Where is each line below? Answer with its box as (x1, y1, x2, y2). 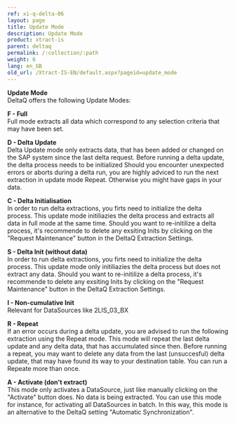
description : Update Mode (7, 30, 83, 37)
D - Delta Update (7, 138, 57, 146)
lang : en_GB (7, 63, 42, 70)
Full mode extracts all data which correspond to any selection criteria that (7, 117, 220, 125)
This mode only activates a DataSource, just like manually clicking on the (7, 385, 218, 393)
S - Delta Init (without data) (7, 247, 88, 256)
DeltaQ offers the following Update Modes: (7, 96, 131, 104)
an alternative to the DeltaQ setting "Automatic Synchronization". (7, 408, 194, 416)
